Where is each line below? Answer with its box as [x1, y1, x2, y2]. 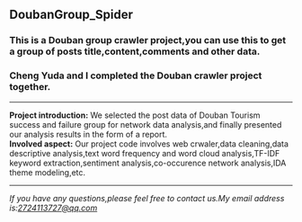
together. [9, 81, 51, 93]
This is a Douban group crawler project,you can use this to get [9, 34, 286, 47]
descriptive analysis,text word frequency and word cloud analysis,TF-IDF [9, 147, 280, 158]
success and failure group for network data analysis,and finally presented [9, 119, 282, 129]
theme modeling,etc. [9, 166, 86, 178]
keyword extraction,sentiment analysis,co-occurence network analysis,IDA [9, 157, 287, 168]
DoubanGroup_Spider [9, 7, 133, 22]
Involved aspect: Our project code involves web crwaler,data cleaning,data [9, 138, 289, 149]
